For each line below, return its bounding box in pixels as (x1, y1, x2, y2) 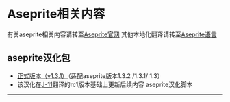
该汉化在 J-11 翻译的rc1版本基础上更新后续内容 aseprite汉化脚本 (16, 80, 193, 88)
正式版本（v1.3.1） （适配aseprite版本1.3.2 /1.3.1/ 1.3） (16, 71, 164, 79)
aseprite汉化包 (7, 52, 71, 64)
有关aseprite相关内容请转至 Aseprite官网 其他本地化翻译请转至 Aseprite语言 (7, 30, 217, 38)
